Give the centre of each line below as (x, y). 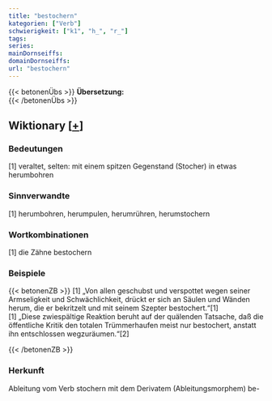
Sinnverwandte (39, 196)
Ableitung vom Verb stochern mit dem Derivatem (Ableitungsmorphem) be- (134, 388)
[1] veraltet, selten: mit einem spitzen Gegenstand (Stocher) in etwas (123, 166)
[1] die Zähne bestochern (50, 253)
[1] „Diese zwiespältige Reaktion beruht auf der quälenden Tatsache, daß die (136, 317)
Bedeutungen (36, 149)
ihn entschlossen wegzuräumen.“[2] (69, 334)
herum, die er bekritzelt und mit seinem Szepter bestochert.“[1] (113, 308)
